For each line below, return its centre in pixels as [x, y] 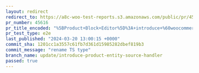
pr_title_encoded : [28, 28]
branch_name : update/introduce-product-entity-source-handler [84, 55]
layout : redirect [27, 11]
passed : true [22, 61]
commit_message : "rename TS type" [48, 50]
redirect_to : [22, 17]
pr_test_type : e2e [28, 34]
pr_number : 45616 [27, 22]
